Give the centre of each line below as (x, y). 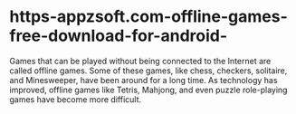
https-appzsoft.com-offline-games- (148, 17)
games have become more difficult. (76, 99)
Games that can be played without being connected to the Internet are (140, 61)
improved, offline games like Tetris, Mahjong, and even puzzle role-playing (148, 90)
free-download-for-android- (119, 36)
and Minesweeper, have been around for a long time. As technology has (143, 80)
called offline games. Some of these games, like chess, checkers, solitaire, (148, 71)
